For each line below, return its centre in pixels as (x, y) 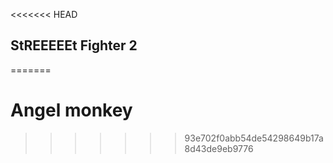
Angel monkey (71, 110)
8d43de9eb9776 (219, 148)
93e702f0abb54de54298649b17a (254, 138)
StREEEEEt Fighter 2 (74, 45)
